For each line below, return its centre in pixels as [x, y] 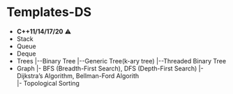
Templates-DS [49, 12]
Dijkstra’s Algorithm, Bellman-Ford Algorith [78, 76]
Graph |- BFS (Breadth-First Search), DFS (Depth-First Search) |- [110, 68]
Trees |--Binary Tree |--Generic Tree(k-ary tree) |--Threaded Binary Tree [121, 61]
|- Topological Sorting [48, 83]
